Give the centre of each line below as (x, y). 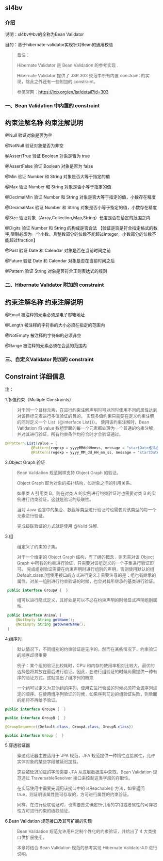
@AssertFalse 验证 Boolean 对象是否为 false (49, 166)
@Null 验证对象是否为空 (29, 135)
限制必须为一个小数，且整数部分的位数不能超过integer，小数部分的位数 (81, 234)
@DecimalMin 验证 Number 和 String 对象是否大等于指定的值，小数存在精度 (81, 197)
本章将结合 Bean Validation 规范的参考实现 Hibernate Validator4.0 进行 (87, 848)
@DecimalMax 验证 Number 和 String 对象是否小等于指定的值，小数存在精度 (81, 208)
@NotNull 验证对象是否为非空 (34, 146)
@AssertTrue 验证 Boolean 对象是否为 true (48, 156)
